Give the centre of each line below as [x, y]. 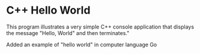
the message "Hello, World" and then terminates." [68, 33]
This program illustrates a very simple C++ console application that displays [100, 27]
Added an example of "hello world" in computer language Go [82, 45]
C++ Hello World [48, 10]
